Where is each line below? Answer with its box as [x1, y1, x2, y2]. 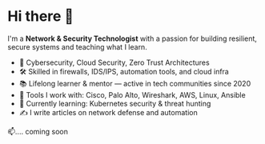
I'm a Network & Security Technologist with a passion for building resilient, [7, 34, 258, 43]
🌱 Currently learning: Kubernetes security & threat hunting [18, 98, 211, 108]
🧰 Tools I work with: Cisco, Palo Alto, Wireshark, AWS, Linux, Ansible [18, 90, 246, 99]
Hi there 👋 [7, 7, 74, 26]
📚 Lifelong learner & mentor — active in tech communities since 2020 [18, 78, 251, 88]
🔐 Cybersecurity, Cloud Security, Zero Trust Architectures [18, 58, 210, 67]
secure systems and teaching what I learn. [7, 42, 147, 51]
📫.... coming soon [7, 126, 69, 136]
